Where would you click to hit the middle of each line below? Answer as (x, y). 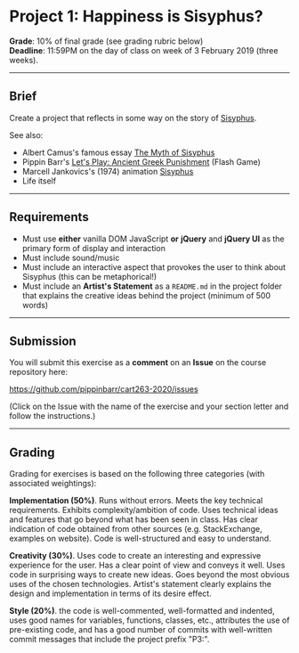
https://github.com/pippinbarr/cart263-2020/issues (104, 389)
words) (35, 305)
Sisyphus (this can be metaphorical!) (89, 276)
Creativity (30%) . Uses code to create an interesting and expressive (135, 556)
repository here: (39, 372)
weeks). (24, 60)
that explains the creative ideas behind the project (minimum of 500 (146, 295)
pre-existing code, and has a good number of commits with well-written (141, 630)
